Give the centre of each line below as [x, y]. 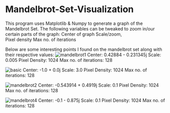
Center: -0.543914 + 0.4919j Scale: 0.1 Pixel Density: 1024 [98, 85]
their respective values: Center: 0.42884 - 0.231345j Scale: [83, 55]
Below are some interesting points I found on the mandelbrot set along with [84, 49]
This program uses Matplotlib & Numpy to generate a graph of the [74, 23]
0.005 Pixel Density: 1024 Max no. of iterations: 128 [59, 60]
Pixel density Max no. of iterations [41, 40]
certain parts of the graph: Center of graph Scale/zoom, [64, 34]
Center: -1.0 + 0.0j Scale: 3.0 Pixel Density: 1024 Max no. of [85, 70]
